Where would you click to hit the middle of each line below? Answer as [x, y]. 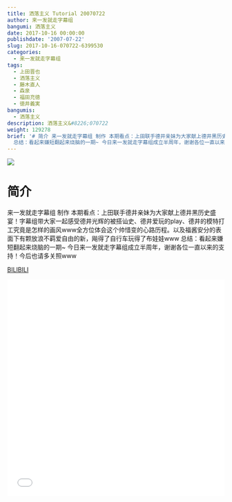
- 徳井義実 [27, 104]
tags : [15, 65]
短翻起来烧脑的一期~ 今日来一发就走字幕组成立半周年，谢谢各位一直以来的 [113, 248]
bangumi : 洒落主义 [32, 26]
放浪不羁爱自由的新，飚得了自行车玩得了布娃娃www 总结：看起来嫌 [127, 239]
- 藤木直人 [27, 85]
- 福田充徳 [27, 98]
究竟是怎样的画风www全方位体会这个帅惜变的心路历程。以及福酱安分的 [114, 230]
